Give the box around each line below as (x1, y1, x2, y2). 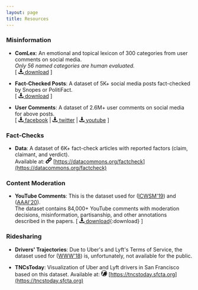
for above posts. (14, 110, 55, 117)
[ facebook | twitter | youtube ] (14, 116, 109, 124)
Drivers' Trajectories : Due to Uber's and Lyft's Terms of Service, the (14, 246, 183, 253)
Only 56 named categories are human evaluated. (14, 62, 135, 69)
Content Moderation (6, 179, 66, 188)
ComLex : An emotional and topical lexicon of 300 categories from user (14, 49, 188, 56)
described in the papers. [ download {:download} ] (14, 218, 144, 225)
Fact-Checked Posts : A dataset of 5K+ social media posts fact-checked (14, 80, 191, 87)
